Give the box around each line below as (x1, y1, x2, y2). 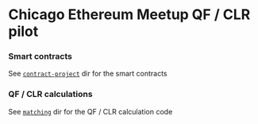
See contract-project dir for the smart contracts (8, 69, 168, 79)
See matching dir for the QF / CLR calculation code (8, 107, 173, 116)
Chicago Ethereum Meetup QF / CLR (8, 6, 251, 24)
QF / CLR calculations (8, 89, 93, 100)
